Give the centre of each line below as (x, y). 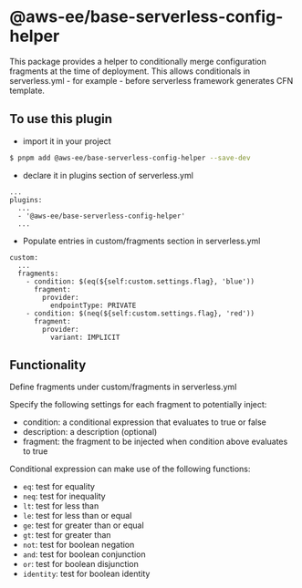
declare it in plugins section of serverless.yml (108, 175)
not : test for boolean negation (78, 545)
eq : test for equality (59, 487)
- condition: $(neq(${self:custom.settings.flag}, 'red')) (141, 313)
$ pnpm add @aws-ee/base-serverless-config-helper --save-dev (130, 158)
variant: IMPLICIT (85, 337)
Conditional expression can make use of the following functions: (130, 469)
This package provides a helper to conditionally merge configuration (138, 61)
